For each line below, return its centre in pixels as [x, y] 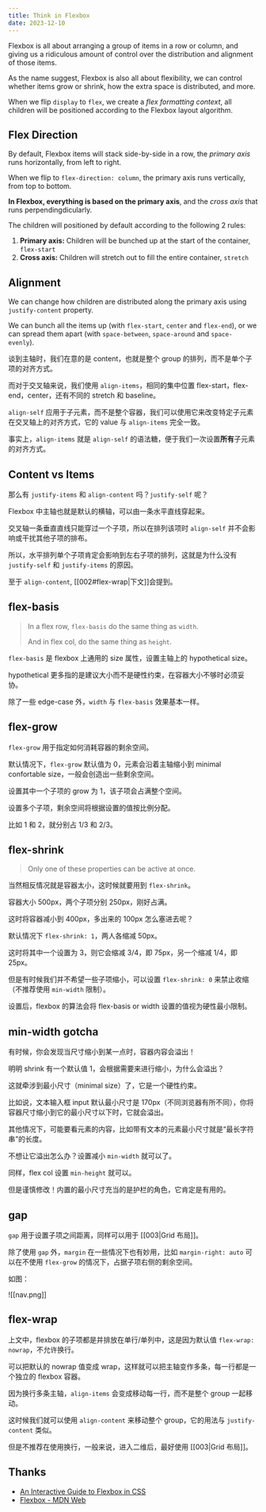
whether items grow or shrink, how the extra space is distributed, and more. [132, 86]
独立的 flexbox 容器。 [50, 1376]
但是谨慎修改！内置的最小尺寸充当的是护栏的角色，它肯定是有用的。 [119, 1190]
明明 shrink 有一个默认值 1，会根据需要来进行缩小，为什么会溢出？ [116, 1069]
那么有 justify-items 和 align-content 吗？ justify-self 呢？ [108, 494]
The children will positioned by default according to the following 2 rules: [127, 225]
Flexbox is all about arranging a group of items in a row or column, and [123, 45]
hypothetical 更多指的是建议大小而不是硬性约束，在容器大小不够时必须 [123, 674]
